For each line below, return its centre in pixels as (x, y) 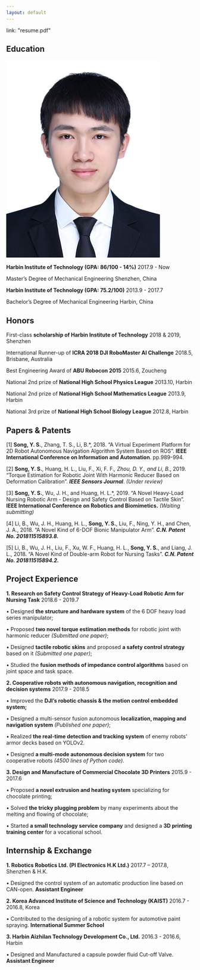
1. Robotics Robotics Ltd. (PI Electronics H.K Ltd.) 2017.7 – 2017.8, (87, 865)
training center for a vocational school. (54, 832)
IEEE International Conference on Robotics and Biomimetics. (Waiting (93, 506)
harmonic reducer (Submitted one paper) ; (57, 635)
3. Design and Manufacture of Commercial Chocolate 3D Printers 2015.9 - (99, 772)
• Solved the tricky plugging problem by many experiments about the (92, 807)
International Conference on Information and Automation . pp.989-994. (95, 457)
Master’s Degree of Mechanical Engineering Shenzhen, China (82, 279)
